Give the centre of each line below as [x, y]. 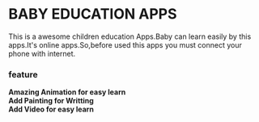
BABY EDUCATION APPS [93, 14]
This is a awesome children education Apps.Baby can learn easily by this [130, 36]
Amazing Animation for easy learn [67, 92]
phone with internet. [42, 53]
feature [23, 74]
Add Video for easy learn [51, 109]
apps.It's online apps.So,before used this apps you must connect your [125, 44]
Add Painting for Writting [51, 101]
